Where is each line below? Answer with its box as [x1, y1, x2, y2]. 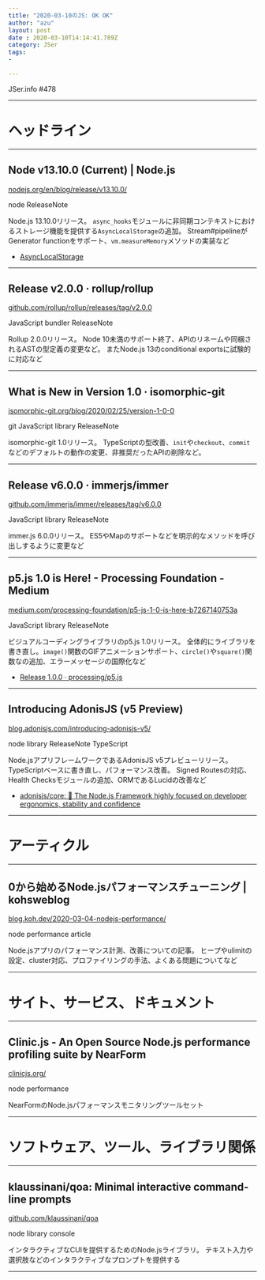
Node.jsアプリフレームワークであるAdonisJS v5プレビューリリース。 [8, 755, 233, 765]
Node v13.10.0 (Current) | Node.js [8, 164, 176, 177]
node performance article [8, 930, 91, 939]
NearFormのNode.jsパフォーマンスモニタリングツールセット [8, 1101, 204, 1110]
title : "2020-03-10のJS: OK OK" [8, 11, 114, 20]
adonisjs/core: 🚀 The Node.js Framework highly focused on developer [19, 791, 247, 800]
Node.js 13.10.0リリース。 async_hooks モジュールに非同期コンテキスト [8, 216, 235, 225]
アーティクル [8, 836, 89, 855]
